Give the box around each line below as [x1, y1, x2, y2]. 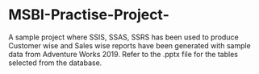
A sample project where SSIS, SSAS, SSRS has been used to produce [8, 32, 240, 42]
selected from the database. [8, 58, 102, 68]
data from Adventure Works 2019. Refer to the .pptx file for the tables [8, 49, 238, 59]
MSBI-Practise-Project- [8, 6, 169, 24]
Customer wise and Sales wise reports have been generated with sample [8, 40, 252, 50]
